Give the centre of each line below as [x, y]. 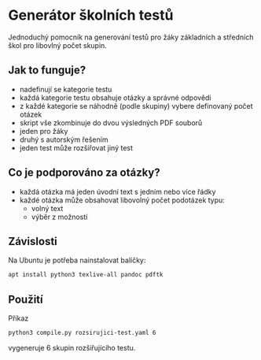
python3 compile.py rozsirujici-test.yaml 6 [82, 333]
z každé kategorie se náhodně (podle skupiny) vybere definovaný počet [136, 106]
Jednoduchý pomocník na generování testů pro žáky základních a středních [131, 37]
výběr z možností [59, 217]
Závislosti [33, 241]
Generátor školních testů [91, 15]
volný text [47, 208]
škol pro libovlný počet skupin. [58, 45]
